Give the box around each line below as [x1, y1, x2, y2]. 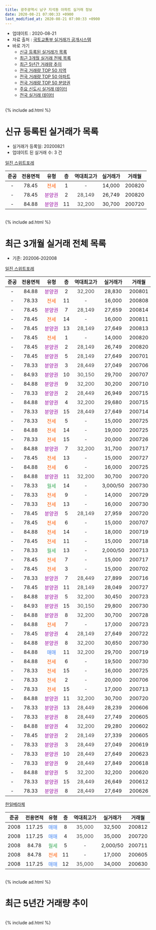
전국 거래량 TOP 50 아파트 [19, 74, 70, 79]
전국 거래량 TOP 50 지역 [19, 68, 66, 74]
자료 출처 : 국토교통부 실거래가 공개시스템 [12, 37, 92, 42]
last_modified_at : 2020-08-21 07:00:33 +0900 [5, 16, 100, 21]
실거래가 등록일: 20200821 [12, 144, 65, 149]
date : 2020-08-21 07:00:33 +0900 [5, 12, 74, 17]
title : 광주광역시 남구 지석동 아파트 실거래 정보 [5, 7, 93, 12]
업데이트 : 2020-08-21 [12, 31, 57, 37]
